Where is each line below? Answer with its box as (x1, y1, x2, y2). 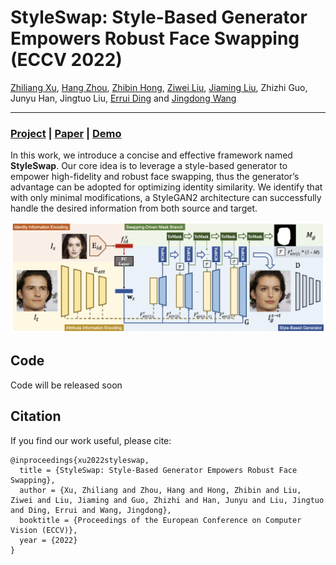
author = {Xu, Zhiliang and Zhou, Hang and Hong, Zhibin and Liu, (19, 485, 302, 495)
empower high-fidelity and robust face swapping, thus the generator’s (10, 171, 300, 183)
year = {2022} (19, 535, 78, 545)
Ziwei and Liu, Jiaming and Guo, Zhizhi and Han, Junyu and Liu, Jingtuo (10, 495, 325, 505)
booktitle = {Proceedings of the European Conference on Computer (19, 515, 302, 525)
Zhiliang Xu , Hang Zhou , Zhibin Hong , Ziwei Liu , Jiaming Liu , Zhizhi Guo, (10, 81, 308, 93)
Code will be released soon (10, 379, 123, 391)
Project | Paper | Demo (10, 126, 122, 140)
